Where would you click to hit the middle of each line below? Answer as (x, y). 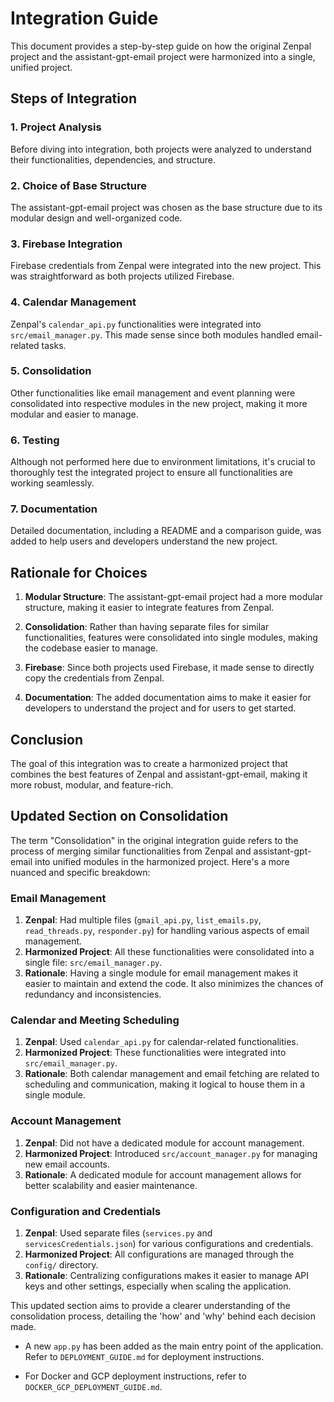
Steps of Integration (73, 98)
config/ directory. (61, 1265)
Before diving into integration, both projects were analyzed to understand (161, 149)
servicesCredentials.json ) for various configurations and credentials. (169, 1244)
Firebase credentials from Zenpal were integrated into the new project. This (166, 266)
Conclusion (47, 739)
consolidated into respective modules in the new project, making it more (159, 403)
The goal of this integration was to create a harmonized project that (149, 764)
